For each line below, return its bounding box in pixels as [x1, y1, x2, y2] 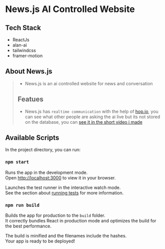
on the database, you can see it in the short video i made [25, 119, 143, 125]
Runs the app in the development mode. [5, 169, 88, 175]
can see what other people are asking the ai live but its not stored [25, 114, 160, 120]
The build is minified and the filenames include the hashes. [5, 233, 127, 239]
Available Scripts [5, 134, 59, 142]
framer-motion [12, 53, 43, 59]
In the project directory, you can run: [5, 147, 81, 153]
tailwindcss [12, 48, 36, 53]
